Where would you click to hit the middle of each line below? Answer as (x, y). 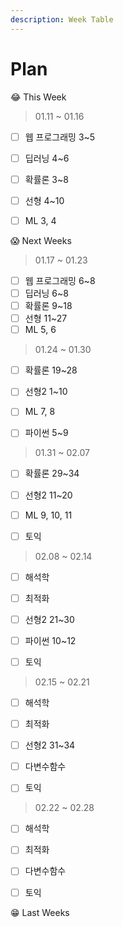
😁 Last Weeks (40, 912)
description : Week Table (62, 19)
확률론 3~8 (46, 179)
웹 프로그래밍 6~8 (60, 280)
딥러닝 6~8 (46, 293)
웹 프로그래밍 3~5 (60, 137)
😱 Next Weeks (41, 240)
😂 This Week (38, 97)
